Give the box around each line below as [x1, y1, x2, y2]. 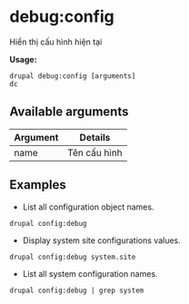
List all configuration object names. [22, 201, 154, 212]
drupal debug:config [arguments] [9, 71, 136, 81]
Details [79, 131, 111, 143]
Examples [9, 177, 66, 192]
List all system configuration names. [22, 268, 158, 279]
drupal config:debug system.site [9, 252, 136, 261]
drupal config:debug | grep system [9, 286, 144, 295]
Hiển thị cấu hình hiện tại [9, 36, 103, 47]
